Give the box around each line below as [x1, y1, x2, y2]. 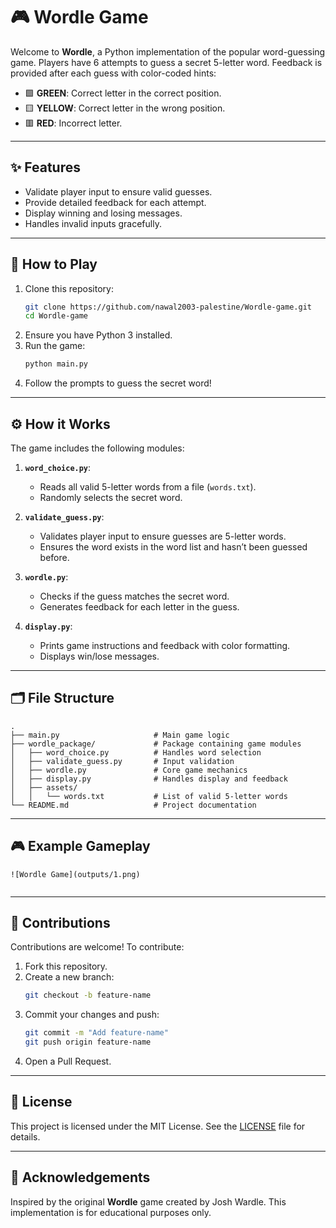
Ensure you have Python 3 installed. [24, 329, 173, 341]
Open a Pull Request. [24, 1055, 112, 1068]
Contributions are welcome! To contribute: [10, 941, 185, 953]
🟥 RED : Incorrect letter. [24, 117, 123, 129]
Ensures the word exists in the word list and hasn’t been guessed [39, 541, 308, 553]
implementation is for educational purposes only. [10, 1206, 212, 1218]
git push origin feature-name [24, 1037, 152, 1048]
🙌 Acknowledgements [10, 1169, 151, 1186]
